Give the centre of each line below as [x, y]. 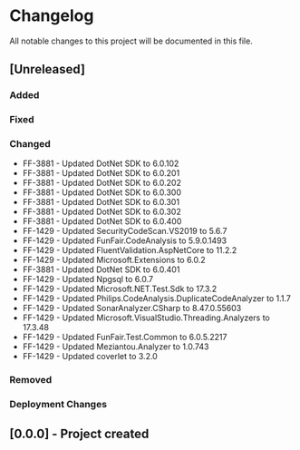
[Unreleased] [48, 69]
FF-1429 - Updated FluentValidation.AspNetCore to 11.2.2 [130, 250]
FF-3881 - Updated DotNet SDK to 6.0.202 [102, 183]
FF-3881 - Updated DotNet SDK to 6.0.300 [102, 192]
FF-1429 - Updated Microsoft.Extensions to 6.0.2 [114, 260]
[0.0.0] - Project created [79, 433]
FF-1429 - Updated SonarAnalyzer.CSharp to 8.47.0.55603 [132, 308]
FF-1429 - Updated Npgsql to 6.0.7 [88, 279]
